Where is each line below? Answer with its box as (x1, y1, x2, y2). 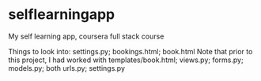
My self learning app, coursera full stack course (8, 31, 165, 41)
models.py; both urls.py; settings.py (8, 63, 125, 72)
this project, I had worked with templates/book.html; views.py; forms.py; (8, 55, 244, 64)
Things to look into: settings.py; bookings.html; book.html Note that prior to (8, 46, 253, 56)
